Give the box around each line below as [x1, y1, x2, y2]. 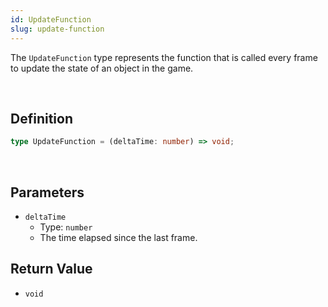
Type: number [39, 221, 93, 233]
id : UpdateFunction [10, 14, 92, 25]
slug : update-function [10, 24, 105, 34]
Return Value [10, 261, 93, 278]
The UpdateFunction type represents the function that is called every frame [10, 51, 318, 63]
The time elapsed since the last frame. [39, 232, 198, 243]
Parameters [10, 184, 85, 201]
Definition [10, 110, 73, 127]
